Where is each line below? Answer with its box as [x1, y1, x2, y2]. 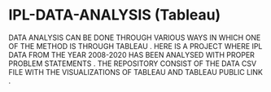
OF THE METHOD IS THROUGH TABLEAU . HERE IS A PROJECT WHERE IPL [8, 41, 263, 50]
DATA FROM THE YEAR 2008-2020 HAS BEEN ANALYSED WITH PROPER [8, 50, 255, 59]
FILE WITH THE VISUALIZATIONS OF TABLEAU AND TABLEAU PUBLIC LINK [8, 67, 263, 77]
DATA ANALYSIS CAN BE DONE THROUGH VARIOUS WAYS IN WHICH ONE [8, 33, 261, 42]
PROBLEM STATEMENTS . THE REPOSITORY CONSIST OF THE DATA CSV [8, 59, 257, 68]
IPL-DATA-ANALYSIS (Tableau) [8, 6, 221, 24]
